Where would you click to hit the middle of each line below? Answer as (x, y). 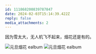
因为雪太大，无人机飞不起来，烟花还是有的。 (49, 37)
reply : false (18, 18)
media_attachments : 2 (27, 23)
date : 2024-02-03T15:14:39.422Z (37, 14)
